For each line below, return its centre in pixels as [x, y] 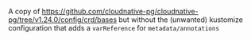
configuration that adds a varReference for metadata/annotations [114, 28]
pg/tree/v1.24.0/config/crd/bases [63, 20]
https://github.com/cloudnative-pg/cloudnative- [120, 11]
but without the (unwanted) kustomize [181, 20]
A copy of [24, 11]
